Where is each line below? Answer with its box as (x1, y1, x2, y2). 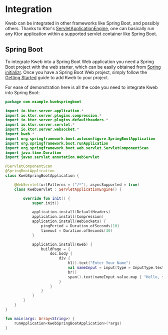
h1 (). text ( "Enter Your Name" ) (67, 260, 131, 266)
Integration (5, 4, 52, 15)
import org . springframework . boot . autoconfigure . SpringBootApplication (5, 136, 155, 141)
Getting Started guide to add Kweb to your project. (5, 74, 109, 81)
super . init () (31, 200, 59, 206)
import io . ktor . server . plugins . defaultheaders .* (5, 118, 108, 123)
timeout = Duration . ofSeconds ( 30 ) (40, 228, 113, 233)
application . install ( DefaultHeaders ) (31, 209, 111, 215)
